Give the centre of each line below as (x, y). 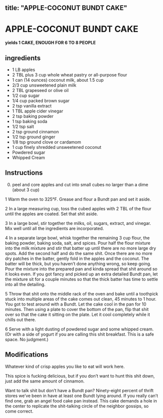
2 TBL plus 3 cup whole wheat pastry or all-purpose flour (70, 74)
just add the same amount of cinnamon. (45, 381)
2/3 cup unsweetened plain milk (44, 85)
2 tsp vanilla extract (32, 106)
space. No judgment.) (27, 339)
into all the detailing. (25, 284)
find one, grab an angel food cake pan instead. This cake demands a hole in (81, 400)
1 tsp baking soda (30, 121)
